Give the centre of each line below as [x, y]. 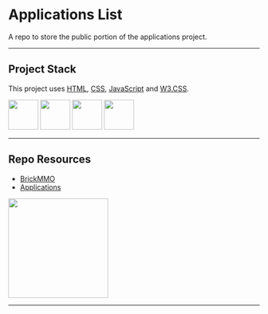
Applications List [65, 15]
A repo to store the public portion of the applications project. [108, 37]
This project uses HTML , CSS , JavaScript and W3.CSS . [99, 88]
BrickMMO [37, 179]
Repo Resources [50, 160]
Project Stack [43, 69]
